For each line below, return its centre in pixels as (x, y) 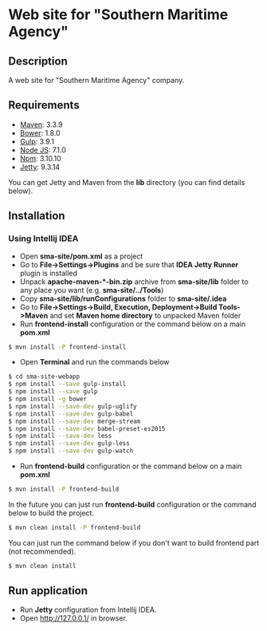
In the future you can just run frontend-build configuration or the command (132, 504)
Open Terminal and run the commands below (94, 362)
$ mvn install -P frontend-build (64, 489)
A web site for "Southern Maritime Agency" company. (96, 80)
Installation (37, 216)
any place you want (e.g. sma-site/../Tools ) (92, 290)
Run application (48, 591)
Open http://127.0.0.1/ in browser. (73, 618)
